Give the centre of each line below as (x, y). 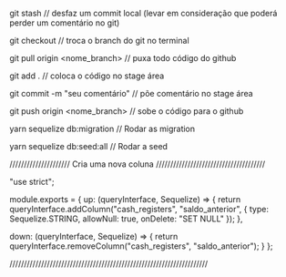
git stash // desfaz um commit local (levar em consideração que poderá (143, 13)
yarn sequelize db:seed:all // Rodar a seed (89, 146)
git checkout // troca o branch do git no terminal (99, 41)
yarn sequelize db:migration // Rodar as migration (102, 128)
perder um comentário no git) (65, 23)
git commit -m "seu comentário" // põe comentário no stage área (131, 93)
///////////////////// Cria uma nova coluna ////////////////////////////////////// (138, 164)
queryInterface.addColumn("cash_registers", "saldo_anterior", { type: (139, 209)
